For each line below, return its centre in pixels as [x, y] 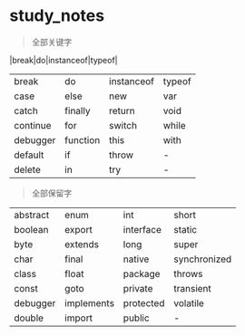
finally [78, 110]
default [29, 155]
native [136, 259]
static [186, 229]
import [79, 318]
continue [33, 125]
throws [188, 274]
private [138, 288]
